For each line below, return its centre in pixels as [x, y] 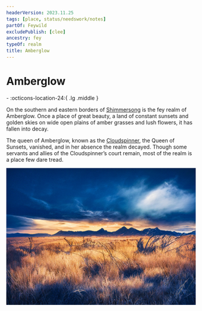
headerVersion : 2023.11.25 [40, 13]
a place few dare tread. [35, 159]
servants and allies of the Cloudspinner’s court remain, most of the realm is [99, 153]
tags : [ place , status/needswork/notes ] [56, 19]
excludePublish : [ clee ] [36, 32]
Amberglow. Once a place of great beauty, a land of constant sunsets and [97, 116]
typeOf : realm [24, 45]
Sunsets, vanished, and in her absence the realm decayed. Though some [97, 147]
